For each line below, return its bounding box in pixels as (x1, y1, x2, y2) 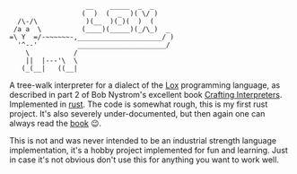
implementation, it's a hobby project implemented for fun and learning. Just (9, 145, 289, 155)
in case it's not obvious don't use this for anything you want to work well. (9, 154, 280, 165)
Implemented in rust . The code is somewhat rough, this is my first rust (9, 99, 268, 109)
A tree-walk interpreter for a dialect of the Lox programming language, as (9, 80, 281, 91)
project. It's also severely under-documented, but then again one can (9, 109, 266, 118)
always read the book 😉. (9, 118, 101, 128)
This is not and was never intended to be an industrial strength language (9, 135, 276, 145)
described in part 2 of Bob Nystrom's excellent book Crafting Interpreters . (9, 90, 283, 100)
